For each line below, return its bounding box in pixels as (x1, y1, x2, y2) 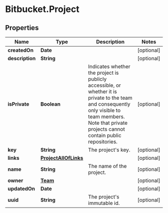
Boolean (40, 101, 61, 107)
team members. (88, 113, 125, 120)
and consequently (88, 101, 131, 107)
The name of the (88, 163, 127, 169)
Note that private (88, 119, 128, 126)
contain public (88, 132, 121, 139)
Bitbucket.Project (5, 4, 79, 15)
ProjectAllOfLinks (40, 154, 83, 161)
